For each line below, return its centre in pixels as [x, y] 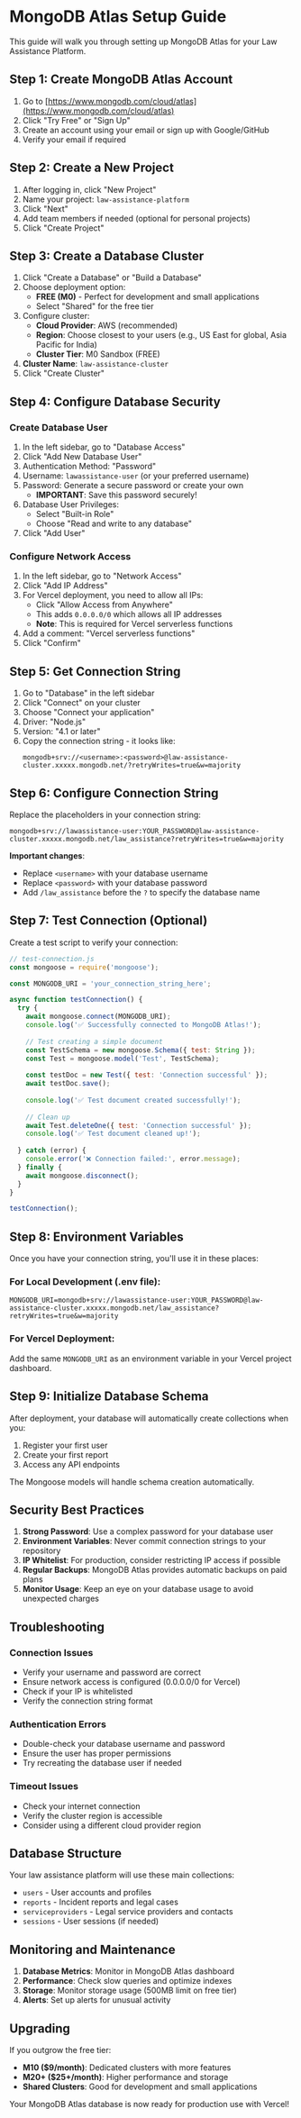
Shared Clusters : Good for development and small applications [140, 2086]
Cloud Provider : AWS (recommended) [107, 325]
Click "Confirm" [51, 643]
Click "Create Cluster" [64, 373]
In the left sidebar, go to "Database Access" [104, 447]
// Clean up [48, 1117]
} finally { [40, 1167]
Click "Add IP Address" [65, 586]
